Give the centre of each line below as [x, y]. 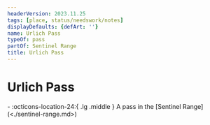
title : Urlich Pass [36, 53]
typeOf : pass [26, 40]
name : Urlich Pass [34, 33]
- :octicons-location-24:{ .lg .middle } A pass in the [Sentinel [94, 106]
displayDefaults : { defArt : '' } [53, 27]
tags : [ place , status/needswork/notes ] [65, 20]
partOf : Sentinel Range [42, 46]
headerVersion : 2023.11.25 [47, 14]
